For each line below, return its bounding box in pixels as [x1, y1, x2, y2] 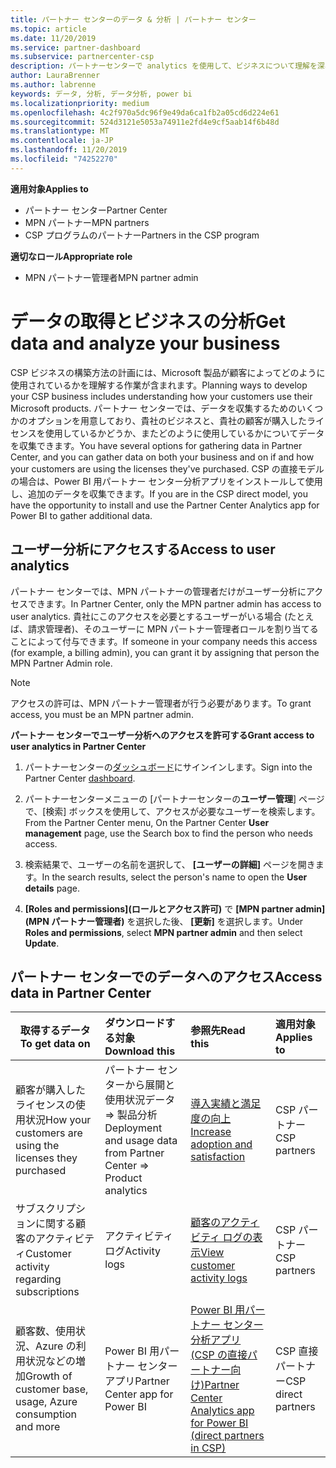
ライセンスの [15, 1098, 76, 1112]
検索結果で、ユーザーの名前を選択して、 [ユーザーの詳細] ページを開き [24, 858, 316, 870]
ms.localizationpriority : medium [10, 98, 150, 108]
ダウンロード [104, 1016, 166, 1030]
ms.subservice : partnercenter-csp [10, 52, 155, 62]
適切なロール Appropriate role [10, 250, 133, 262]
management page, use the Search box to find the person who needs [24, 827, 313, 839]
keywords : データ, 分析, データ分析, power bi [10, 89, 193, 99]
